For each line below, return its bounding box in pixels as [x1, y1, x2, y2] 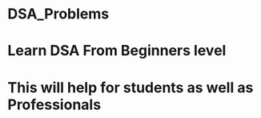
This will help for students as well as [7, 78, 254, 96]
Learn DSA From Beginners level [7, 42, 227, 60]
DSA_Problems [7, 5, 110, 23]
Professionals [7, 96, 102, 113]
